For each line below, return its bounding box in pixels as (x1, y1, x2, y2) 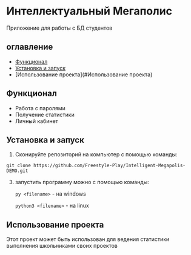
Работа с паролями (15, 104, 65, 111)
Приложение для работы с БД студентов (6, 24, 113, 31)
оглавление (6, 42, 53, 52)
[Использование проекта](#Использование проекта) (15, 71, 153, 78)
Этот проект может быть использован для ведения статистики (6, 236, 170, 243)
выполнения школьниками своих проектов (6, 242, 118, 250)
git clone (6, 162, 32, 169)
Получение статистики (15, 111, 75, 118)
